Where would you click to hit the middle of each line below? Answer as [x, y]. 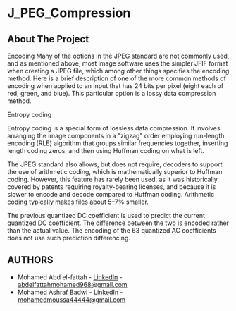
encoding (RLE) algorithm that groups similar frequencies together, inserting [118, 143]
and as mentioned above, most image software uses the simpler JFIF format [118, 63]
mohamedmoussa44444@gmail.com [72, 299]
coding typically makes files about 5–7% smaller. [78, 202]
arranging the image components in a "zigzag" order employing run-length [116, 136]
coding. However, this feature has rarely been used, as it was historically [113, 179]
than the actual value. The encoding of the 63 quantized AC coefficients [112, 230]
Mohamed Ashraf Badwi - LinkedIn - [70, 292]
